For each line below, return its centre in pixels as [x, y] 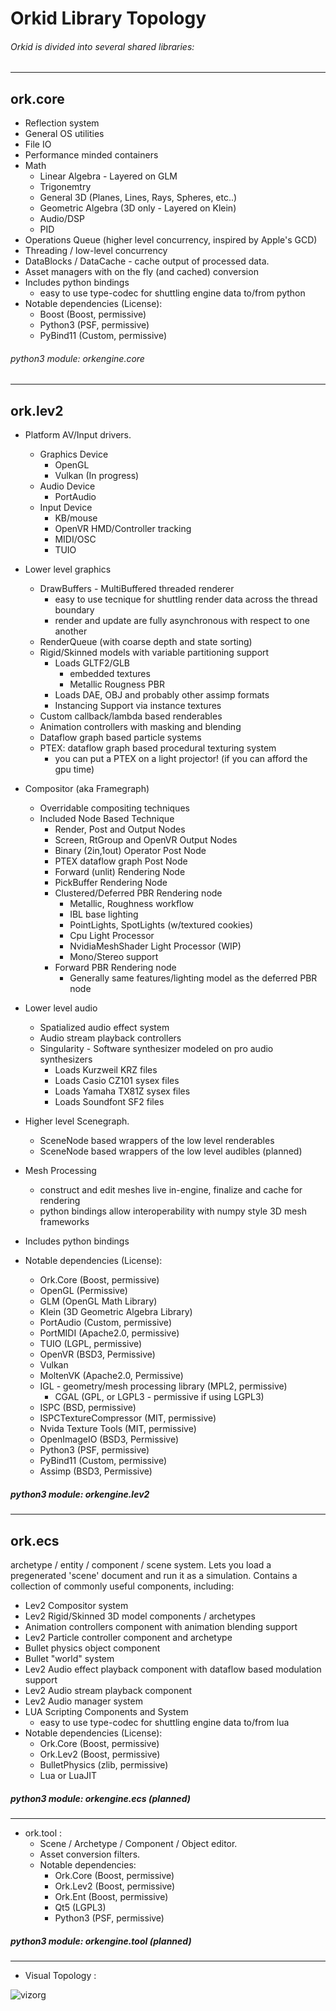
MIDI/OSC [75, 539]
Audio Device [67, 486]
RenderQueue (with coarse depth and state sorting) [146, 642]
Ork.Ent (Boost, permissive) [111, 1896]
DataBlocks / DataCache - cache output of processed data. [147, 261]
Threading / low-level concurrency [96, 251]
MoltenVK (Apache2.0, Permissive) [111, 1376]
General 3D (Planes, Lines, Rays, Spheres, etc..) [138, 198]
